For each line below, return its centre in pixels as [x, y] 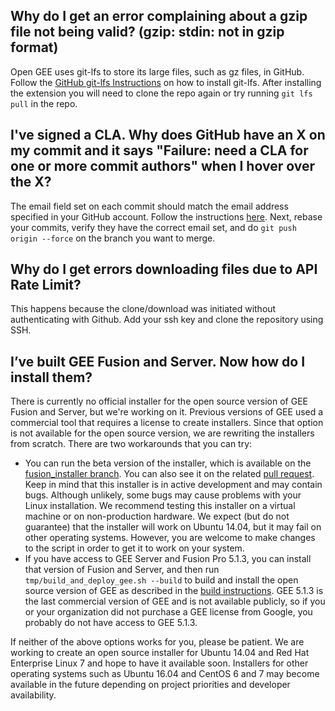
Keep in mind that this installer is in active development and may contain [173, 485]
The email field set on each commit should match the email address [149, 206]
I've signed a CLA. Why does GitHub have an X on [168, 135]
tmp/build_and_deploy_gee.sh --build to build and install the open [161, 580]
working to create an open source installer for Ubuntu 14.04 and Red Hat [160, 653]
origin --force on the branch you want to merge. [113, 238]
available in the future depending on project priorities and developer [150, 685]
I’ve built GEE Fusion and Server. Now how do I [158, 361]
